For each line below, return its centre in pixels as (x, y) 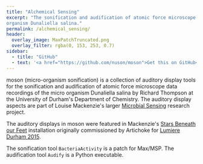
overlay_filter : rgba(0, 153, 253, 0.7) (63, 46)
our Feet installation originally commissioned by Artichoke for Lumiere (93, 130)
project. (16, 112)
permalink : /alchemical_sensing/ (48, 29)
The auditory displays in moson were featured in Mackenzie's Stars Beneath (101, 123)
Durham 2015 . (24, 136)
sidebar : (17, 51)
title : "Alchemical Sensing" (43, 12)
